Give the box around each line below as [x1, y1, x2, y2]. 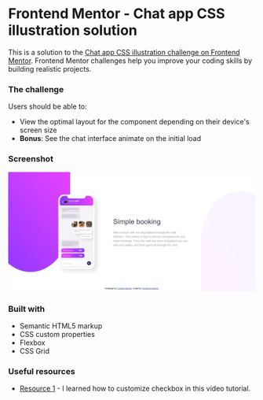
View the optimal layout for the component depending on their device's [19, 117, 250, 127]
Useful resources [8, 365, 76, 376]
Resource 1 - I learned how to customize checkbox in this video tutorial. [19, 383, 251, 394]
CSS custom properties [19, 329, 96, 339]
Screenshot [8, 154, 53, 165]
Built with [8, 303, 46, 314]
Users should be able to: [8, 102, 88, 111]
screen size [19, 125, 57, 135]
